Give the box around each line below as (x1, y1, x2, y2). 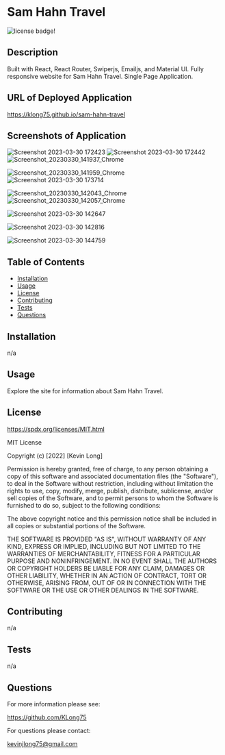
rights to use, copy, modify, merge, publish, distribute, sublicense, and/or (7, 486, 213, 495)
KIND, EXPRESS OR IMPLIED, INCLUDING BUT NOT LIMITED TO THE (7, 542, 201, 550)
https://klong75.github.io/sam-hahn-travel (7, 110, 125, 119)
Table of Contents (7, 256, 85, 268)
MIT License (7, 438, 42, 446)
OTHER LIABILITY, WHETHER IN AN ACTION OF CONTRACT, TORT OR (7, 571, 207, 580)
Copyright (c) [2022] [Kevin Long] (7, 451, 103, 460)
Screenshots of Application (7, 129, 127, 141)
